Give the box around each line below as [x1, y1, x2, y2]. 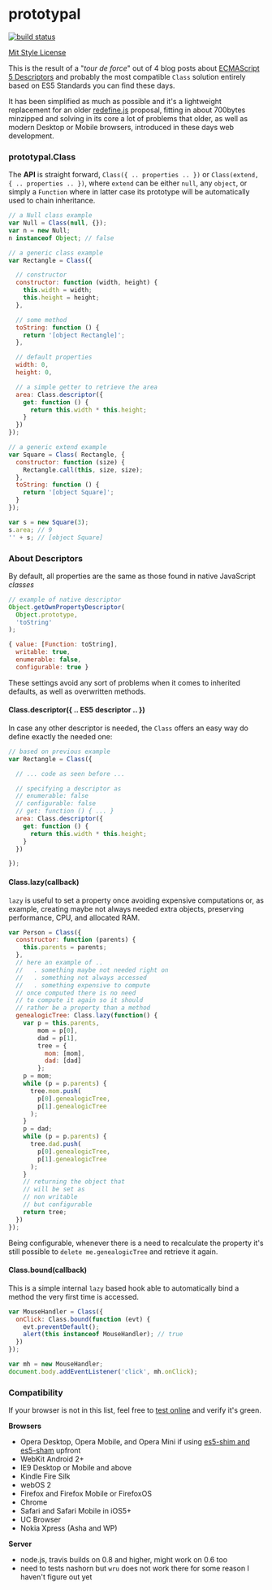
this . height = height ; [23, 294, 100, 302]
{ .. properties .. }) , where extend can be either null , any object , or [8, 178, 248, 188]
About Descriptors [8, 552, 84, 564]
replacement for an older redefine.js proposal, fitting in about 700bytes [8, 105, 246, 115]
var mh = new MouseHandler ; [8, 1360, 104, 1369]
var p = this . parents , [23, 1019, 100, 1027]
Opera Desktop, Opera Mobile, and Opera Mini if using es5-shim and [19, 1437, 250, 1447]
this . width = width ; [23, 286, 93, 294]
